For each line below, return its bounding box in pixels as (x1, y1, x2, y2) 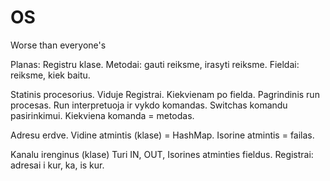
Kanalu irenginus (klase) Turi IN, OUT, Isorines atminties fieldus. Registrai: (10, 148, 314, 160)
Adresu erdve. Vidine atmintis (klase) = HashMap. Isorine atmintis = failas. (10, 129, 315, 141)
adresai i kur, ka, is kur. (10, 159, 105, 171)
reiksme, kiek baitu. (10, 69, 91, 81)
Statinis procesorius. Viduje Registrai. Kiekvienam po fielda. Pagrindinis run (10, 88, 320, 100)
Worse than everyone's (10, 39, 107, 51)
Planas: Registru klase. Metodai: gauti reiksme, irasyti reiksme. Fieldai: (10, 58, 300, 70)
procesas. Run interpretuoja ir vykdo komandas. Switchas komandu (10, 99, 288, 111)
